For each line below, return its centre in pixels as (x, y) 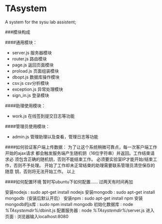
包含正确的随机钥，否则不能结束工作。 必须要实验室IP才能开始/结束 (86, 159)
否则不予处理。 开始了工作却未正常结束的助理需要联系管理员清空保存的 (84, 165)
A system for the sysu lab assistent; (41, 22)
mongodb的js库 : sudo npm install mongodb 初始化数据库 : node (69, 204)
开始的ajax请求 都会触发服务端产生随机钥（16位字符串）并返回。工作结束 (78, 153)
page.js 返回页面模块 (33, 65)
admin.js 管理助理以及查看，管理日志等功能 (55, 136)
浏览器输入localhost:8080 (43, 216)
